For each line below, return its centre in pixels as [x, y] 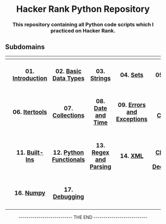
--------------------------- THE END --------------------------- [83, 217]
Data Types [69, 79]
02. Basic [68, 71]
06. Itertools [30, 112]
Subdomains [25, 47]
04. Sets [132, 75]
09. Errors [132, 105]
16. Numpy [30, 193]
